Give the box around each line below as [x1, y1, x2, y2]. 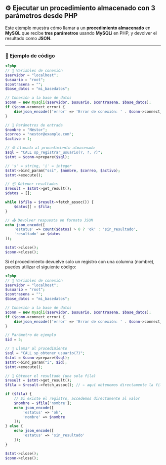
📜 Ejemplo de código [5, 52, 55, 59]
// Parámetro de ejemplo [5, 333, 56, 338]
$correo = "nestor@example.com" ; [5, 132, 74, 137]
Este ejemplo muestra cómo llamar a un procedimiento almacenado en [5, 25, 151, 31]
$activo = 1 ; [5, 136, 32, 141]
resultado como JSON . [5, 35, 52, 41]
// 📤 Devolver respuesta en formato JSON [5, 217, 93, 223]
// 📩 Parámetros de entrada [5, 123, 63, 127]
